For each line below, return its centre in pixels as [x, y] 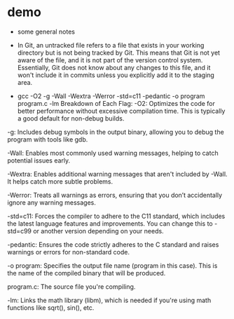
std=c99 [20, 231]
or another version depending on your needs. [98, 231]
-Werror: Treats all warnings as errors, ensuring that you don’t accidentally [115, 195]
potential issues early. [39, 160]
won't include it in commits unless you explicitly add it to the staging [116, 75]
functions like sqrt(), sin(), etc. [51, 307]
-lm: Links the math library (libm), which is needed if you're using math [109, 300]
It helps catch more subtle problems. [60, 181]
